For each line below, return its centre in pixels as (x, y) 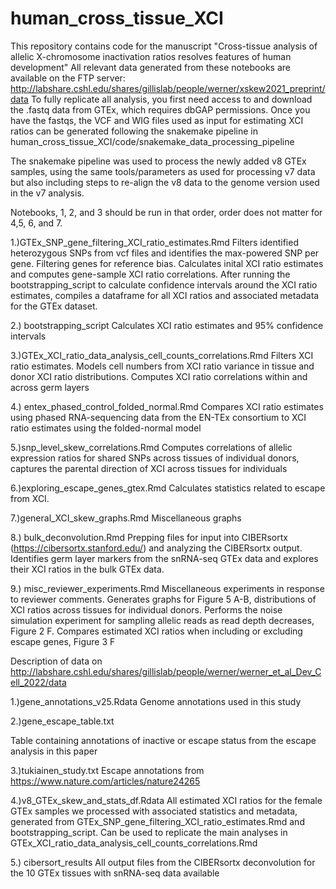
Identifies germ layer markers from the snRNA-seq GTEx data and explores (164, 558)
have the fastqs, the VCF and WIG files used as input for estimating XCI (157, 120)
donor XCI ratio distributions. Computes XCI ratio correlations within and (159, 376)
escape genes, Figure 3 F (63, 641)
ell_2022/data (38, 682)
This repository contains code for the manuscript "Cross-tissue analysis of (164, 46)
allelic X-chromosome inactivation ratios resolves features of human (151, 56)
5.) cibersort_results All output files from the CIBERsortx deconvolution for (163, 862)
